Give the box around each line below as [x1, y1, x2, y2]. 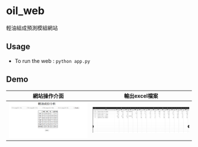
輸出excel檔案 [124, 92, 159, 99]
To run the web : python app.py [14, 57, 90, 64]
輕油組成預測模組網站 [6, 24, 58, 31]
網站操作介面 [32, 92, 64, 99]
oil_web [6, 4, 45, 18]
